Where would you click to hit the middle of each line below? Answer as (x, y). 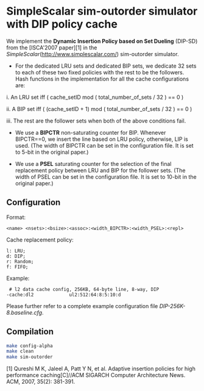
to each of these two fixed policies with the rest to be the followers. (100, 72)
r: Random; (20, 261)
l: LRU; (16, 251)
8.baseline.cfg (24, 312)
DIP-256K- (172, 306)
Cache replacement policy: (40, 240)
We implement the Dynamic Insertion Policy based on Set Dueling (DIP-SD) (102, 41)
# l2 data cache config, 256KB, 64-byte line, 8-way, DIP (84, 289)
